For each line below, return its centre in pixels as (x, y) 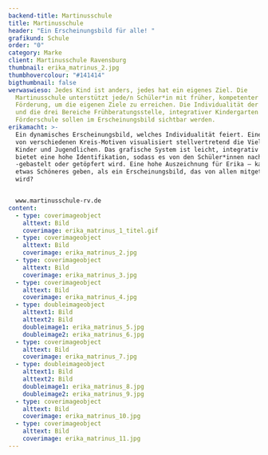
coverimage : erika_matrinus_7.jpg (80, 357)
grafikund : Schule (39, 38)
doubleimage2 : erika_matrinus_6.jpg (84, 334)
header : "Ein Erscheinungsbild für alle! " (82, 30)
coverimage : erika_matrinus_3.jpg (80, 275)
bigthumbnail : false (43, 82)
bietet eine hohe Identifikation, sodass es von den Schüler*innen (130, 157)
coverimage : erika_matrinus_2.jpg (80, 253)
